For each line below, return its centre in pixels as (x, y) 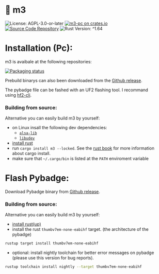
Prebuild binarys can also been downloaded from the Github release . (74, 80)
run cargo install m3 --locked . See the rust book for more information (83, 148)
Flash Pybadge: (37, 178)
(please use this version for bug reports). (53, 258)
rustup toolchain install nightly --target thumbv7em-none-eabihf (73, 267)
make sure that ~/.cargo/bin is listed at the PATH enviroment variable (80, 159)
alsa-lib (28, 133)
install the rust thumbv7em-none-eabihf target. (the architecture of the (80, 229)
